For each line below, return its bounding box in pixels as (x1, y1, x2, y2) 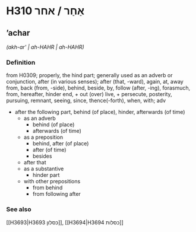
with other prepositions (23, 178, 81, 185)
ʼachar (6, 28, 30, 38)
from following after (32, 190, 81, 198)
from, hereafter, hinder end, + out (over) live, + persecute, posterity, (6, 91, 172, 98)
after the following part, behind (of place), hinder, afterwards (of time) (14, 109, 185, 116)
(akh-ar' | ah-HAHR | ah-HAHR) (6, 43, 84, 50)
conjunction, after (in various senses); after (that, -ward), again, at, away (6, 78, 184, 85)
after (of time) (32, 147, 67, 154)
